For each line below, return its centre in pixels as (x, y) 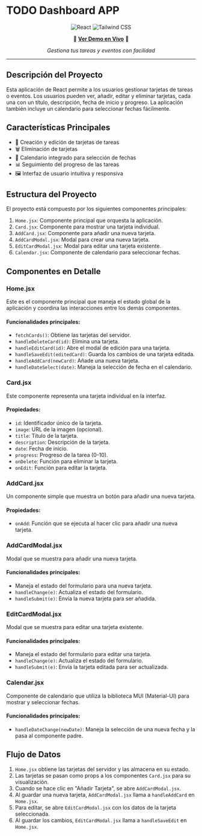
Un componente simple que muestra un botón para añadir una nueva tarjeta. (101, 496)
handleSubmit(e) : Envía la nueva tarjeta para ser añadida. (85, 598)
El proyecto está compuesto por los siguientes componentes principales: (96, 209)
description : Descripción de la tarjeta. (62, 442)
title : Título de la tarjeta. (46, 435)
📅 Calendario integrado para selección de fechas (75, 158)
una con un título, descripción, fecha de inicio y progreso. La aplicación (95, 102)
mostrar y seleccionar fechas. (43, 702)
